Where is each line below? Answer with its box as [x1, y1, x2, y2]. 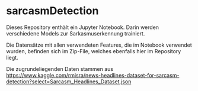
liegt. [6, 54, 19, 61]
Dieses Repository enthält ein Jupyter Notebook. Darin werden [6, 24, 159, 31]
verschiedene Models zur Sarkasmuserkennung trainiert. [6, 30, 145, 37]
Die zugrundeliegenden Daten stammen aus [6, 65, 114, 72]
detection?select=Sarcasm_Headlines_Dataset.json [6, 78, 132, 85]
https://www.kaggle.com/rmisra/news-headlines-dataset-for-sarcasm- [6, 71, 180, 79]
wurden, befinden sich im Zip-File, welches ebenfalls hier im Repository [6, 47, 181, 54]
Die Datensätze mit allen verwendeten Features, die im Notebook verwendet [6, 41, 192, 48]
